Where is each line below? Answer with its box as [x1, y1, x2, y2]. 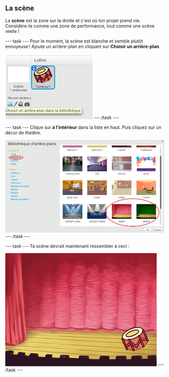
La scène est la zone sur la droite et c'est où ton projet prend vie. [5, 17, 141, 23]
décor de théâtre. [5, 129, 41, 135]
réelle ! [5, 28, 20, 34]
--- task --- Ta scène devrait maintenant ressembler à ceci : [5, 243, 130, 249]
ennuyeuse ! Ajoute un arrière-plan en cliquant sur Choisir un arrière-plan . [5, 43, 160, 50]
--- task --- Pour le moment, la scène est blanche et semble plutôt [5, 38, 143, 44]
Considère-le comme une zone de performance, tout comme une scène [5, 23, 155, 29]
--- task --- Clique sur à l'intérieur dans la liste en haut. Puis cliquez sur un [5, 124, 161, 130]
